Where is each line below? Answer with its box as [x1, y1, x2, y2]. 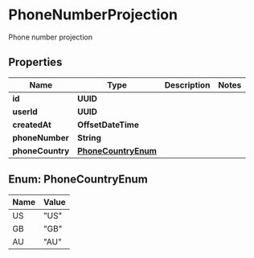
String [77, 132, 102, 143]
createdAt [12, 119, 52, 130]
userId [12, 106, 38, 117]
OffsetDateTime [77, 119, 139, 130]
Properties [8, 55, 63, 69]
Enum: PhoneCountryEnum [8, 173, 149, 186]
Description [164, 79, 211, 90]
